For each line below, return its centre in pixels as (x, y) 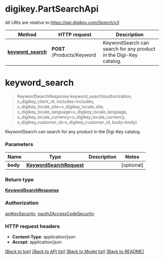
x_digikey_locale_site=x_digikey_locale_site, (61, 106)
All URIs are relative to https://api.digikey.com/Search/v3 (62, 22)
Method (27, 34)
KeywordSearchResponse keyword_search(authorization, (75, 96)
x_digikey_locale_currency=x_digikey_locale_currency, (71, 117)
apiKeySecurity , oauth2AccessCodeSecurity (50, 214)
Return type (20, 180)
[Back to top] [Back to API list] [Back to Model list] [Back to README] (74, 252)
